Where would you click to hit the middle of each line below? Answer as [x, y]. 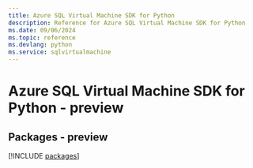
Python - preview [66, 108]
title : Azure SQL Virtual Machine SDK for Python [92, 15]
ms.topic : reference [42, 37]
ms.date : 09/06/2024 [42, 30]
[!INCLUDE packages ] [44, 156]
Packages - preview [58, 137]
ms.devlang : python [40, 45]
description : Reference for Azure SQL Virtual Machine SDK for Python [127, 23]
